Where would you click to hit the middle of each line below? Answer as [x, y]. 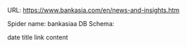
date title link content [38, 37]
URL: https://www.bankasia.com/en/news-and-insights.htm [93, 10]
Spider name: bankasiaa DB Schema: [61, 23]
